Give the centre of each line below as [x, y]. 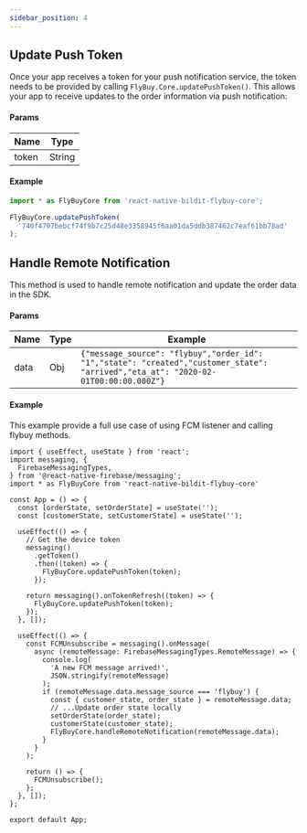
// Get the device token [73, 539]
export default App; [49, 819]
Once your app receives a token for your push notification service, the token [153, 77]
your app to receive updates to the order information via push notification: [148, 96]
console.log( [67, 659]
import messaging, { [49, 459]
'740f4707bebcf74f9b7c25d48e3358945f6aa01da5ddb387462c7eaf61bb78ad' [153, 226]
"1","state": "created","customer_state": [174, 363]
